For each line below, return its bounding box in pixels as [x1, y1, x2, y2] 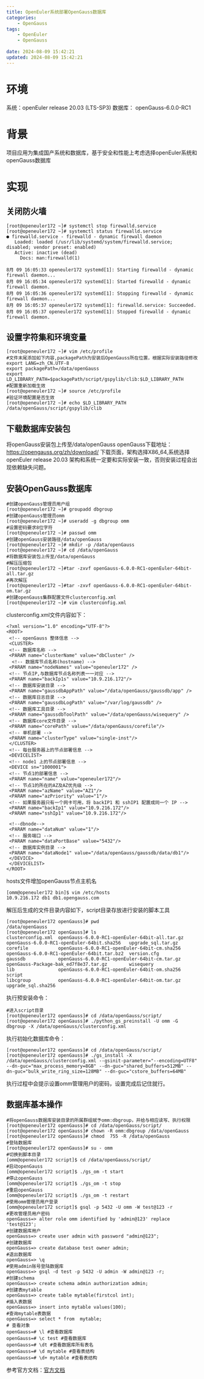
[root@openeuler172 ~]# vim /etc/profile [6, 348, 113, 355]
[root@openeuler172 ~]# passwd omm [6, 530, 97, 536]
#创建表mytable [6, 1287, 42, 1293]
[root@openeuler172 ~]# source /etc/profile [6, 388, 121, 394]
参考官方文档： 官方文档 [6, 1366, 65, 1374]
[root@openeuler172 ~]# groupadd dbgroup [6, 506, 113, 513]
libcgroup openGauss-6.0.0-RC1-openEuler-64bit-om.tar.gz [6, 977, 181, 983]
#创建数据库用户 [6, 1228, 41, 1234]
